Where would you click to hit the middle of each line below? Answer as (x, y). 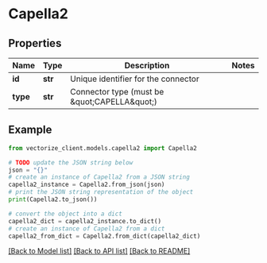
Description (147, 66)
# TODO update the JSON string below (71, 162)
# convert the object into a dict (66, 214)
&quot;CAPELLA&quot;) (114, 102)
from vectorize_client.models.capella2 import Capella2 (103, 148)
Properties (35, 43)
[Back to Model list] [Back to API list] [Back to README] (99, 251)
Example (30, 130)
